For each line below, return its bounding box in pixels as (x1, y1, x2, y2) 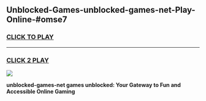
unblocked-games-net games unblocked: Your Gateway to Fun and (6, 81, 181, 88)
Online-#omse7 (6, 15, 67, 25)
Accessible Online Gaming (6, 88, 75, 95)
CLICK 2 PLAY (6, 56, 49, 64)
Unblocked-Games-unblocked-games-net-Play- (6, 5, 196, 15)
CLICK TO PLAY (6, 33, 54, 42)
